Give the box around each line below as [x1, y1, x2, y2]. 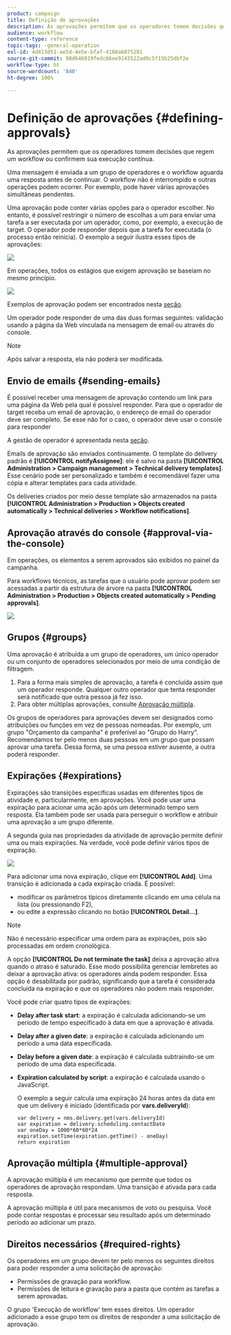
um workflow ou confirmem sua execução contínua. [7, 155, 155, 163]
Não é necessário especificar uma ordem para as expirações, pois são [7, 934, 208, 942]
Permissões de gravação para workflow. [16, 1278, 132, 1286]
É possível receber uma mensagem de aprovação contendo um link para [7, 393, 212, 402]
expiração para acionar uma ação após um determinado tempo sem [7, 803, 199, 811]
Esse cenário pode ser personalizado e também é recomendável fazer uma [7, 471, 220, 480]
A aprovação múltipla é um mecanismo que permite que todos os [7, 1176, 192, 1184]
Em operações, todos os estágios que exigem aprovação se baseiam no [7, 266, 211, 275]
